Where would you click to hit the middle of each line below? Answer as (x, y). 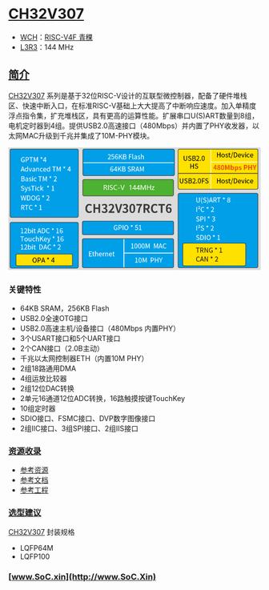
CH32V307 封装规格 (42, 532)
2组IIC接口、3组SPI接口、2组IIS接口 (79, 428)
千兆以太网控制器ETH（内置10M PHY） (84, 358)
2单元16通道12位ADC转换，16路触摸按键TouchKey (102, 398)
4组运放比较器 (43, 378)
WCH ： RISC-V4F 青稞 (56, 37)
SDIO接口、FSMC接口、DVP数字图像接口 (88, 418)
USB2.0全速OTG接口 (54, 318)
